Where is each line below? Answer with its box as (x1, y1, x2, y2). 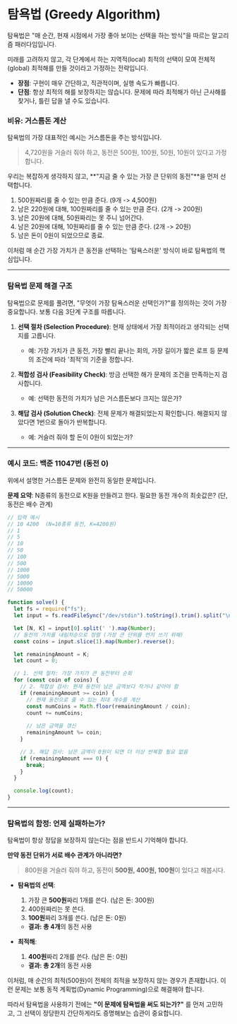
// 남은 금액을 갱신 (25, 722, 76, 730)
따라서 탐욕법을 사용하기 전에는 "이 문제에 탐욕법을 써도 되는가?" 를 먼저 (7, 1000, 205, 1008)
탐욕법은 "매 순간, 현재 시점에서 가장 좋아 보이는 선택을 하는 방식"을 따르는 (7, 31, 210, 40)
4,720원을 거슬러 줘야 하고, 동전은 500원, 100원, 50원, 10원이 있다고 (24, 148, 214, 157)
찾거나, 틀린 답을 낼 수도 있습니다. (17, 96, 110, 105)
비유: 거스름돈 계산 (7, 116, 67, 126)
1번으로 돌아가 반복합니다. (36, 417, 107, 426)
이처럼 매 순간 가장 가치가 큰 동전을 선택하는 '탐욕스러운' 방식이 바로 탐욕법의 (7, 246, 218, 255)
